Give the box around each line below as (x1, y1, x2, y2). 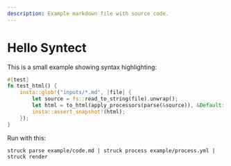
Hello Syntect (7, 39, 87, 55)
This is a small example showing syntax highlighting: (7, 63, 157, 71)
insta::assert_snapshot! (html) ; (32, 108, 126, 115)
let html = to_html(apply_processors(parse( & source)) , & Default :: (32, 102, 228, 109)
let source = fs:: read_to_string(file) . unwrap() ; (32, 95, 178, 102)
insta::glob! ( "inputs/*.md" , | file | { (19, 89, 132, 96)
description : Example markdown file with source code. (7, 10, 169, 17)
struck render (7, 153, 49, 160)
